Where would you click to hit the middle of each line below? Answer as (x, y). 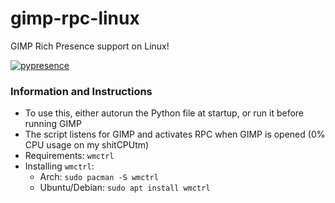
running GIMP (53, 124)
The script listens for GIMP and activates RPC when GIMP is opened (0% (175, 134)
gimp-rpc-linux (75, 18)
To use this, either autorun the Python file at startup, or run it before (164, 113)
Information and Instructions (81, 91)
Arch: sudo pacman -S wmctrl (99, 177)
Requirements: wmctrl (69, 156)
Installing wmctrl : (59, 166)
